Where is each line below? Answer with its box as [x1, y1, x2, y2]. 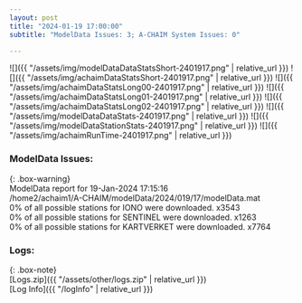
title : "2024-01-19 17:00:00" [9, 22, 124, 31]
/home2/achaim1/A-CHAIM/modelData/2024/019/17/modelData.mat [9, 192, 260, 204]
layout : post [9, 13, 59, 23]
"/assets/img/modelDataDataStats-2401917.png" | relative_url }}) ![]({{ [9, 110, 269, 122]
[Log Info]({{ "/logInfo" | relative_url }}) [9, 283, 154, 294]
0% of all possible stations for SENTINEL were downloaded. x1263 [9, 212, 257, 223]
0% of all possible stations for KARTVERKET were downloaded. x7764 [9, 221, 271, 232]
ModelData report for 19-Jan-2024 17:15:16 [9, 183, 169, 194]
